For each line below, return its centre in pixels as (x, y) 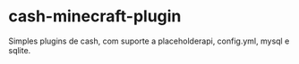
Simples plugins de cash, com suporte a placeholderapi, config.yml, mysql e (149, 41)
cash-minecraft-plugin (95, 16)
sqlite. (20, 50)
